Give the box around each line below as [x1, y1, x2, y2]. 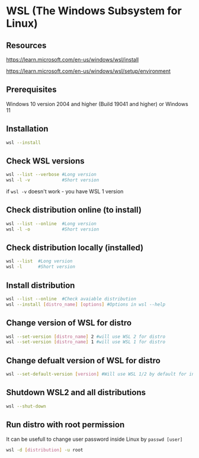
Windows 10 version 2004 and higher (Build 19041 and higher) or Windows [6, 100, 188, 107]
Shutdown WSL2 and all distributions [6, 387, 146, 398]
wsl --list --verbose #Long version [6, 172, 97, 178]
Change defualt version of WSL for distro [6, 355, 161, 366]
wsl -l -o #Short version [6, 226, 99, 232]
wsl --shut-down [6, 403, 46, 409]
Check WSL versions [6, 156, 85, 166]
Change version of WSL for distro [6, 318, 132, 328]
